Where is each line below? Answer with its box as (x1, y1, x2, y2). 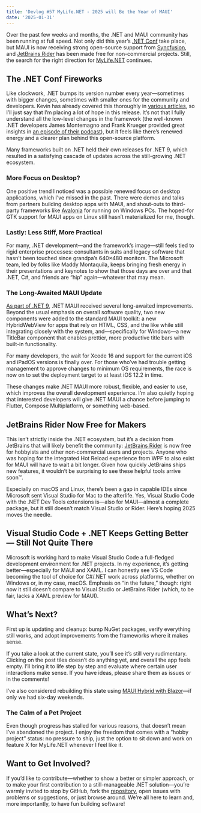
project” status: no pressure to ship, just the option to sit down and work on (6, 734, 193, 742)
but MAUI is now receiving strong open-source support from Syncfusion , (6, 43, 187, 51)
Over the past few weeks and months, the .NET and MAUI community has (6, 31, 188, 38)
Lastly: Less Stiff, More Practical (6, 228, 103, 236)
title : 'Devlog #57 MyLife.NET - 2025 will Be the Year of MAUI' (6, 8, 173, 15)
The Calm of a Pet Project (6, 708, 82, 717)
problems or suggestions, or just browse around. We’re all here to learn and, (6, 794, 194, 801)
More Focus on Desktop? (6, 174, 80, 182)
